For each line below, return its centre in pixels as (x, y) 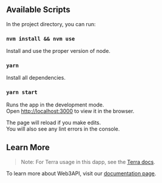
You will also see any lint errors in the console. (63, 129)
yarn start (22, 92)
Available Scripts (38, 10)
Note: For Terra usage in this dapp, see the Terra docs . (88, 162)
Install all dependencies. (36, 78)
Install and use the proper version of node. (58, 51)
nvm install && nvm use (41, 39)
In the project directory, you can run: (51, 24)
